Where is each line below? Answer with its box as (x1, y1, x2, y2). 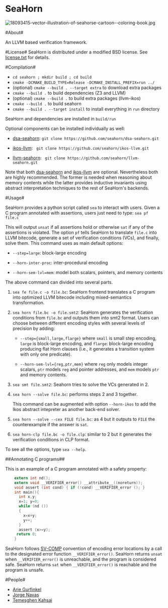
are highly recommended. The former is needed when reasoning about (5, 174, 152, 180)
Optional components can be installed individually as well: (5, 125, 125, 131)
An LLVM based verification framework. (5, 39, 88, 45)
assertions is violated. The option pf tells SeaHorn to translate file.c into (5, 229, 157, 235)
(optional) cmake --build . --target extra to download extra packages (12, 84, 162, 91)
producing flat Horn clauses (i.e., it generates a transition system (20, 346, 154, 352)
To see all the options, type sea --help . (5, 446, 87, 452)
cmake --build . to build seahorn (12, 100, 82, 106)
